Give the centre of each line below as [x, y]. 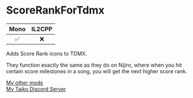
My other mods [24, 83]
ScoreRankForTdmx [55, 10]
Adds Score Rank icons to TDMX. [47, 53]
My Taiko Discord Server [36, 89]
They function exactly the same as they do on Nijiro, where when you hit [94, 65]
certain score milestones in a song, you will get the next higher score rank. [97, 71]
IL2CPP [42, 29]
